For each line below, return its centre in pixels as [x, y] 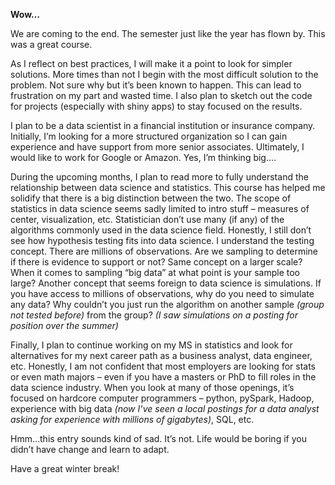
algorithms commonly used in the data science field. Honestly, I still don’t [161, 230]
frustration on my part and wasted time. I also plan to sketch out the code [161, 95]
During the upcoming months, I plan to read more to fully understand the [159, 177]
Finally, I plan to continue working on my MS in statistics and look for [151, 345]
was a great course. [51, 44]
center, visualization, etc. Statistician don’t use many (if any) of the [147, 219]
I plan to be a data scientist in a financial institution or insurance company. [163, 125]
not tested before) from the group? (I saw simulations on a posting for [154, 315]
